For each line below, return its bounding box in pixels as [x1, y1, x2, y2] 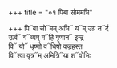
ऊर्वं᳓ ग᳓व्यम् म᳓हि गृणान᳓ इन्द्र [8, 33, 84, 42]
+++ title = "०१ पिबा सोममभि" [8, 8, 94, 17]
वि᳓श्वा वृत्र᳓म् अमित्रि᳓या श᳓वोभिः [8, 50, 91, 60]
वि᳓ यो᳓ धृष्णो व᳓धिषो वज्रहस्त [8, 42, 83, 51]
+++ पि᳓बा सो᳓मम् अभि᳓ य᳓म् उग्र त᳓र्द [8, 24, 109, 33]
